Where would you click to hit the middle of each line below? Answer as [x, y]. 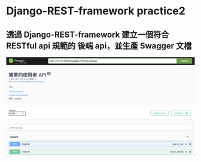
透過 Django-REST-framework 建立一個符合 [88, 34]
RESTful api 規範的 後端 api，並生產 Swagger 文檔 [99, 46]
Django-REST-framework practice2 [96, 11]
